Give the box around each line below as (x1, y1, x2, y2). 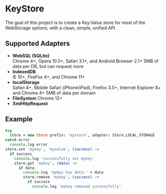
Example (5, 115, 33, 123)
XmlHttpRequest (12, 100, 48, 106)
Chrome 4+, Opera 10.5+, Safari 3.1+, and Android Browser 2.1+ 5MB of (12, 58, 159, 64)
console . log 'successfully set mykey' (14, 156, 95, 161)
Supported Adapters (5, 39, 70, 48)
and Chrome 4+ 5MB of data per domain (12, 89, 96, 95)
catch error (5, 137, 30, 142)
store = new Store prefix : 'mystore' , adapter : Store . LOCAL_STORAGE (9, 133, 155, 138)
